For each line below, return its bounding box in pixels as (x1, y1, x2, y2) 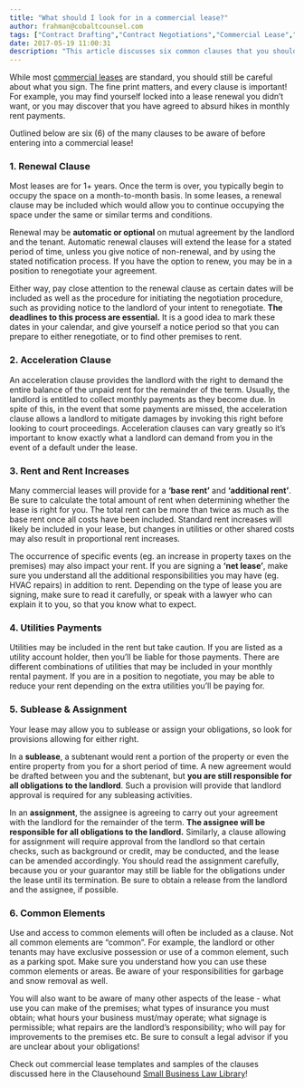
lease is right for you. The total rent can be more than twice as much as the (9, 505, 290, 515)
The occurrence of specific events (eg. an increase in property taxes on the (9, 551, 291, 562)
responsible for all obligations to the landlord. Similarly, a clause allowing (9, 826, 287, 837)
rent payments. (9, 111, 66, 121)
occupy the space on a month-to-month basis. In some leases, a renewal (9, 190, 282, 201)
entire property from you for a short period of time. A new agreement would (9, 760, 292, 771)
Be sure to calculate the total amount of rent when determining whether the (9, 495, 290, 505)
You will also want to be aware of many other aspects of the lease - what (9, 993, 281, 1004)
